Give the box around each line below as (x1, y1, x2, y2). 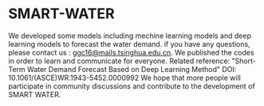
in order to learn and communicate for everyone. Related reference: (8, 56, 231, 66)
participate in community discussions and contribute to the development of (8, 81, 255, 91)
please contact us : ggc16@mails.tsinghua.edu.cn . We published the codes (8, 47, 254, 57)
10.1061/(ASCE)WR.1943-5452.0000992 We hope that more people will (8, 73, 241, 82)
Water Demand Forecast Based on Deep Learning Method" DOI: (26, 64, 237, 74)
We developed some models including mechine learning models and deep (8, 31, 251, 40)
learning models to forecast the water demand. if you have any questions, (8, 39, 250, 48)
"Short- (231, 56, 257, 66)
